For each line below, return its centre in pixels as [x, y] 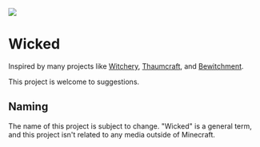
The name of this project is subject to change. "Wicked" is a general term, [130, 126]
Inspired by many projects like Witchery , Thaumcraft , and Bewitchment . [126, 66]
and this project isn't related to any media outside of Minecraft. [112, 134]
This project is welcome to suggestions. [74, 81]
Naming [28, 107]
